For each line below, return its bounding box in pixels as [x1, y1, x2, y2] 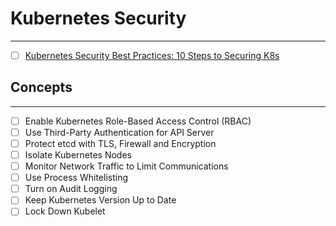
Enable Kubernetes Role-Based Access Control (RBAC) [24, 115, 252, 127]
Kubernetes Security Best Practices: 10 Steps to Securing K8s [24, 49, 280, 61]
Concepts [10, 79, 73, 96]
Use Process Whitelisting [24, 172, 129, 184]
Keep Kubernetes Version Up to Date [24, 194, 177, 206]
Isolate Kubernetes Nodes [24, 149, 132, 161]
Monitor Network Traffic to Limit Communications [24, 160, 229, 172]
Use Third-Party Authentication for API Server [24, 126, 215, 138]
